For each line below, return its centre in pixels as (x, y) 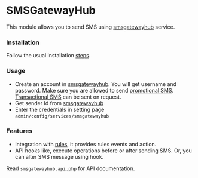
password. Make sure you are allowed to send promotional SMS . (94, 90)
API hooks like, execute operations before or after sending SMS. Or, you (103, 151)
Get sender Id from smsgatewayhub (59, 103)
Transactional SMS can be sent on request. (68, 97)
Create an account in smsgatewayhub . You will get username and (96, 84)
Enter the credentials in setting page (60, 109)
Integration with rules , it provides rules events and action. (86, 144)
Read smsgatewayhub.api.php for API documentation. (71, 168)
